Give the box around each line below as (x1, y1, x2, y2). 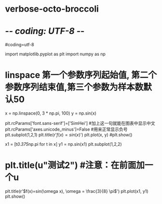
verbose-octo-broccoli (5, 3, 99, 15)
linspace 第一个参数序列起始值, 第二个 (5, 69, 157, 81)
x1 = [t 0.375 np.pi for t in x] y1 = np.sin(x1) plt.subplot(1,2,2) (5, 141, 122, 147)
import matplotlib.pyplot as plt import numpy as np (5, 51, 106, 57)
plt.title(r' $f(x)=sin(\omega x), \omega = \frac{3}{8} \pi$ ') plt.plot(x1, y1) (5, 188, 148, 194)
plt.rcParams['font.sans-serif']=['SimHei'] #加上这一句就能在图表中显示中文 (5, 120, 156, 126)
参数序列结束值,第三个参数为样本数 (5, 82, 144, 93)
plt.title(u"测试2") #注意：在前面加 (5, 160, 145, 171)
